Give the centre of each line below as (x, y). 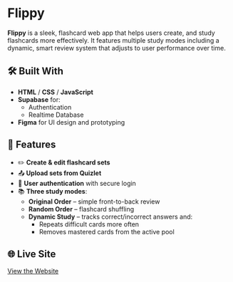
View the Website (33, 271)
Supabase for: (39, 99)
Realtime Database (56, 115)
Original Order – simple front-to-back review (94, 202)
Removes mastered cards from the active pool (107, 231)
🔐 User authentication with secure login (77, 183)
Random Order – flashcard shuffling (81, 209)
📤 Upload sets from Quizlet (59, 173)
